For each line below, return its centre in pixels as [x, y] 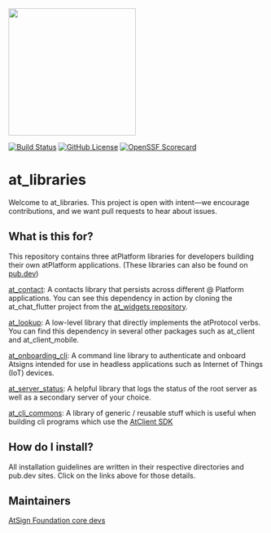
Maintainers [40, 501]
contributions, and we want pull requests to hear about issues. [113, 211]
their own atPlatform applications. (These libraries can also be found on [128, 264]
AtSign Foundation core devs [57, 521]
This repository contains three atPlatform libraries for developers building [131, 256]
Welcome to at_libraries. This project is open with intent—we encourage [129, 202]
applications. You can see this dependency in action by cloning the [120, 298]
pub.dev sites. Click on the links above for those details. [102, 475]
